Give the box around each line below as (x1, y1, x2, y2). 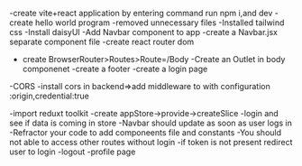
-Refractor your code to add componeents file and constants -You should (9, 127, 282, 138)
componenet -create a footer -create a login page (22, 63, 208, 74)
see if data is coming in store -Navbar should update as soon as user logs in (9, 117, 293, 128)
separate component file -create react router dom (9, 36, 195, 47)
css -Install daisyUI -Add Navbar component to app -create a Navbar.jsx (9, 27, 278, 37)
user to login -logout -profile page (9, 146, 136, 157)
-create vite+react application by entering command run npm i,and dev (9, 8, 273, 18)
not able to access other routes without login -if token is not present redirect (9, 137, 293, 147)
